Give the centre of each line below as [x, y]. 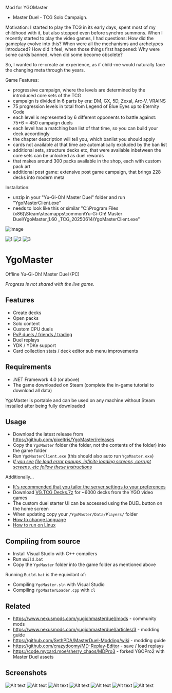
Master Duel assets [33, 657]
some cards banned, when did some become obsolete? [64, 54]
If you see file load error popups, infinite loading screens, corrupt [82, 462]
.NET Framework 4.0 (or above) [46, 379]
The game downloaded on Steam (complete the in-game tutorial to [83, 385]
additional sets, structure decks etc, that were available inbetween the [87, 150]
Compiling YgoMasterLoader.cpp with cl [54, 590]
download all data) [32, 390]
